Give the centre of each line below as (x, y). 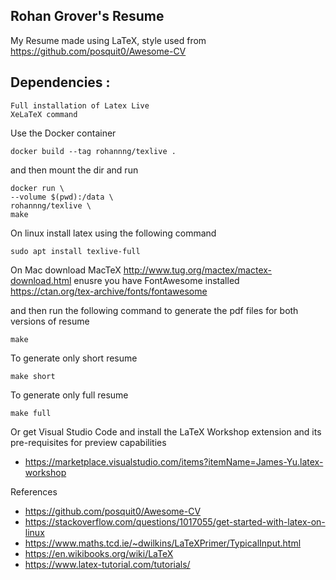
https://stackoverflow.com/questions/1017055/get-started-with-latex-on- (175, 521)
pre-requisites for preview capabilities (88, 442)
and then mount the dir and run (74, 170)
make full (31, 413)
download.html (41, 280)
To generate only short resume (74, 358)
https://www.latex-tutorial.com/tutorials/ (107, 564)
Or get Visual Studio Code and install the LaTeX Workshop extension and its (166, 431)
